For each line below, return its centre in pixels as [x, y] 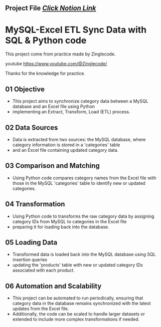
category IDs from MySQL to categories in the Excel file [70, 221]
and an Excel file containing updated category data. [65, 150]
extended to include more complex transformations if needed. [76, 320]
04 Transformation [35, 204]
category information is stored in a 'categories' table [66, 145]
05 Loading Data [31, 242]
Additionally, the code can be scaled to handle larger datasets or [79, 314]
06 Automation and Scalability [53, 286]
